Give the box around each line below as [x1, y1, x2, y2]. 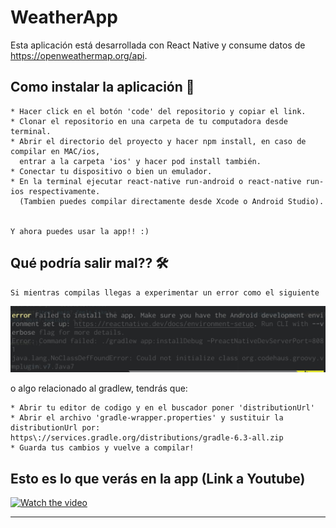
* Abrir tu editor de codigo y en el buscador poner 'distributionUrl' [10, 403, 315, 413]
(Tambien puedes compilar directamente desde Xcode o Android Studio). [19, 196, 325, 206]
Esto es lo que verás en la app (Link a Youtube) [10, 470, 306, 487]
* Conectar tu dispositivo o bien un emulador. [10, 166, 213, 176]
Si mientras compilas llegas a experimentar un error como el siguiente [10, 287, 320, 298]
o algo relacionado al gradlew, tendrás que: [10, 382, 188, 395]
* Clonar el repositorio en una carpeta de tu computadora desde [10, 116, 288, 126]
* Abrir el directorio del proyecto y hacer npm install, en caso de [10, 136, 307, 146]
